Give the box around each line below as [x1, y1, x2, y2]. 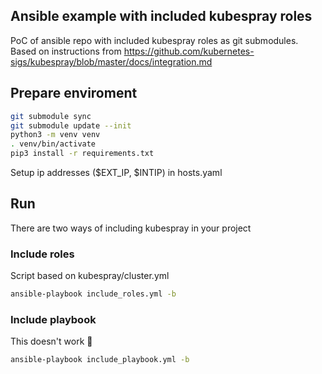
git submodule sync [10, 111, 92, 121]
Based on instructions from [10, 45, 122, 57]
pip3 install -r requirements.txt [10, 149, 155, 159]
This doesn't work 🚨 [10, 335, 93, 348]
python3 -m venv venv [10, 130, 101, 140]
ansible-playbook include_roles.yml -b [10, 289, 177, 299]
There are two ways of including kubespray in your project [10, 222, 252, 234]
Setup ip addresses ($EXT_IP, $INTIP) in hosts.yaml [10, 167, 223, 178]
